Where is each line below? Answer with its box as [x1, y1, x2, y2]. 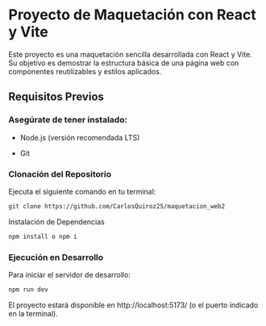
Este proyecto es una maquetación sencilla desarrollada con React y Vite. [8, 49, 252, 59]
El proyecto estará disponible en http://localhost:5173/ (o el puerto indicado [8, 300, 259, 310]
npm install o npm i [8, 232, 78, 240]
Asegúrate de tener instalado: [8, 115, 127, 126]
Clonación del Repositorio [8, 168, 112, 179]
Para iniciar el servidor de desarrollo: [8, 270, 131, 279]
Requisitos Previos [8, 90, 105, 104]
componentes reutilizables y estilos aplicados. [8, 66, 162, 76]
